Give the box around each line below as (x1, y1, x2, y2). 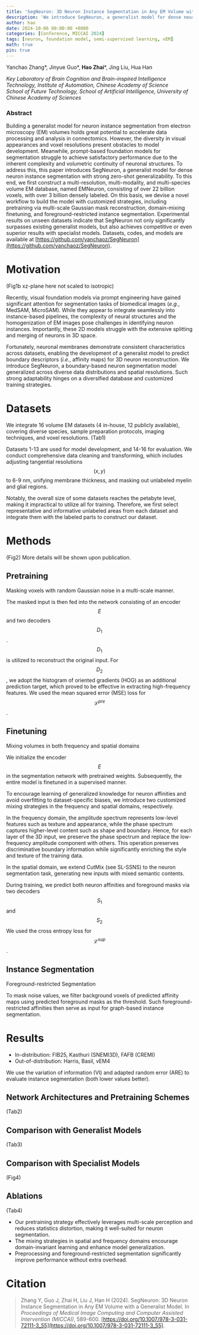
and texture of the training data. (6, 852, 84, 859)
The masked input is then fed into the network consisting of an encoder (6, 598, 181, 605)
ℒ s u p (94, 937, 105, 945)
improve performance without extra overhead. (14, 1256, 127, 1263)
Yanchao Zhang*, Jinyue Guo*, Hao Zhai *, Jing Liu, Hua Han (6, 63, 153, 71)
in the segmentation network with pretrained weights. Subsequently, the (6, 772, 182, 779)
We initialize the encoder (6, 754, 67, 761)
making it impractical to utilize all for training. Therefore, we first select (6, 501, 179, 508)
